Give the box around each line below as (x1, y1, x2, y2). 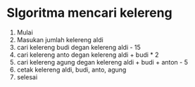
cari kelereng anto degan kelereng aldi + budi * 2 (16, 51, 159, 59)
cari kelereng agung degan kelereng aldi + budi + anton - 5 (16, 58, 188, 66)
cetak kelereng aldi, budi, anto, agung (16, 65, 127, 74)
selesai (16, 72, 38, 81)
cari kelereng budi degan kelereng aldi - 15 (16, 43, 141, 51)
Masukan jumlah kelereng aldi (16, 35, 103, 43)
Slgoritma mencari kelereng (6, 5, 173, 21)
